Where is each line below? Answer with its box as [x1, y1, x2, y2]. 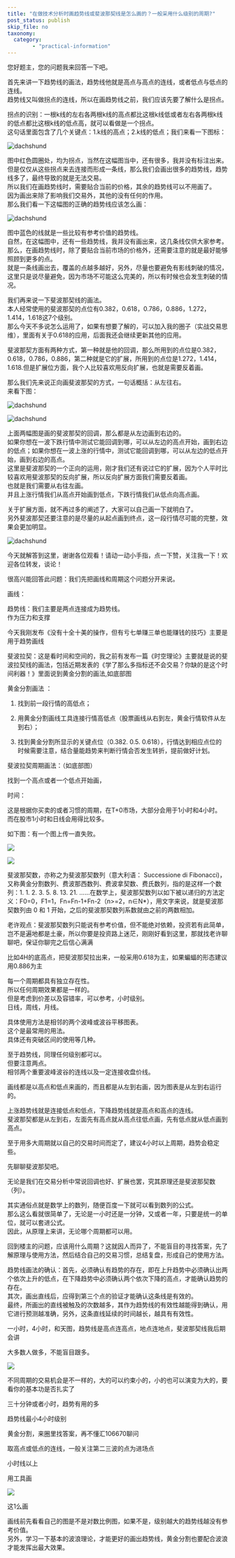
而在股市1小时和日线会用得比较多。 [7, 815, 108, 823]
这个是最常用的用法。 [7, 1027, 69, 1035]
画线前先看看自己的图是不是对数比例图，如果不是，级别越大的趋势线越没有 [7, 1517, 222, 1525]
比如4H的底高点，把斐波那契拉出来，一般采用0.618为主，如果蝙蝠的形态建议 [7, 953, 227, 961]
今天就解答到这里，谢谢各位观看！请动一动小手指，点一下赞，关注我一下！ [7, 551, 222, 559]
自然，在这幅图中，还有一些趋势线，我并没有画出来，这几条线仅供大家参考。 [7, 237, 228, 245]
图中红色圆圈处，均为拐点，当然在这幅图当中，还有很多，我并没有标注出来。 [7, 156, 228, 165]
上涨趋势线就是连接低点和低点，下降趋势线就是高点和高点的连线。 [7, 1106, 197, 1115]
